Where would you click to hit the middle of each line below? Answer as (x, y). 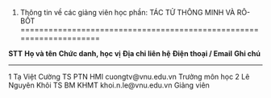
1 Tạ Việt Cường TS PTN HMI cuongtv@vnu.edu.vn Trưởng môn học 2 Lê (129, 77)
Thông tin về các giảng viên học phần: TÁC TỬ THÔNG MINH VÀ (127, 12)
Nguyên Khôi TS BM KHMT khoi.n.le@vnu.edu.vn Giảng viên (109, 85)
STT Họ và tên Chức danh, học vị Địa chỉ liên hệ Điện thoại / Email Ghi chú (134, 53)
